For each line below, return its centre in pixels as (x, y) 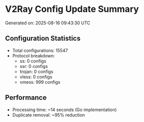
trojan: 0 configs (36, 71)
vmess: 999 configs (40, 82)
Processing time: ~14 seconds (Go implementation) (65, 110)
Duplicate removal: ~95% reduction (48, 115)
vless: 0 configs (36, 77)
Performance (26, 98)
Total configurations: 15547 (40, 50)
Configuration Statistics (43, 38)
